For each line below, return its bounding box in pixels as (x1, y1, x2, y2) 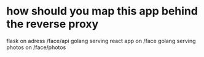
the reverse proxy (6, 17, 99, 31)
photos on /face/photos (6, 44, 66, 51)
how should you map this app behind (6, 4, 198, 18)
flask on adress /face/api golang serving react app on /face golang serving (6, 37, 196, 44)
